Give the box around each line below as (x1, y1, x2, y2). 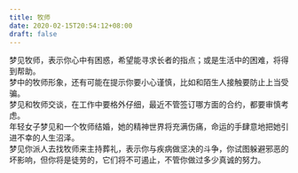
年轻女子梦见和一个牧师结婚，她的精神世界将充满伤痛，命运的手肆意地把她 (9, 122, 281, 132)
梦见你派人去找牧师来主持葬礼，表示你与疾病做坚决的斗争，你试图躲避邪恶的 (9, 144, 289, 154)
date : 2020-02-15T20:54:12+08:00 (9, 21, 133, 30)
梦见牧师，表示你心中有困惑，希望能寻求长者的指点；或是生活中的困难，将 (9, 55, 281, 66)
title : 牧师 (9, 12, 51, 22)
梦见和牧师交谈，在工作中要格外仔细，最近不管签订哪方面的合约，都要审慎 (9, 99, 281, 110)
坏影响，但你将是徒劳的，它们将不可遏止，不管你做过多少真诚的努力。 (9, 154, 266, 165)
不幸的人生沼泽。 (16, 132, 80, 143)
